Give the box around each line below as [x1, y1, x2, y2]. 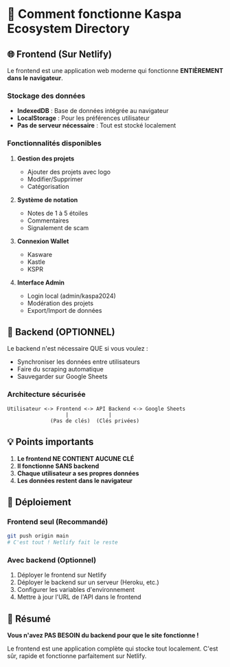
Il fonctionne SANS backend [16, 462, 100, 470]
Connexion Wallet [16, 237, 69, 245]
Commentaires [27, 216, 69, 225]
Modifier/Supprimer [27, 175, 84, 183]
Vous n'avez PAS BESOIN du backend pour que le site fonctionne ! [7, 631, 199, 639]
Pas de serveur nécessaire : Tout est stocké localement [16, 121, 176, 130]
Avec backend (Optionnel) [7, 555, 97, 564]
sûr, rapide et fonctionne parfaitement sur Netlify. [7, 652, 147, 660]
